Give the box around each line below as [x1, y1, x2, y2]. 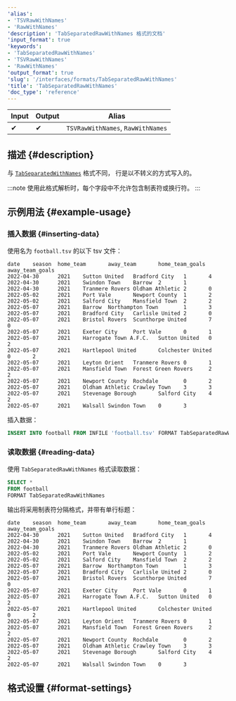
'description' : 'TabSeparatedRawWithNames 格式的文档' [7, 30, 166, 37]
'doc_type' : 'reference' [7, 89, 80, 96]
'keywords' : [7, 43, 42, 50]
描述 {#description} [7, 149, 95, 160]
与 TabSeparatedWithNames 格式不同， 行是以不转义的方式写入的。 [7, 168, 196, 177]
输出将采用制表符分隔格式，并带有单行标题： [7, 505, 137, 514]
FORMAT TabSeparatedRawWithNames [7, 492, 105, 499]
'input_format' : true [7, 37, 71, 44]
